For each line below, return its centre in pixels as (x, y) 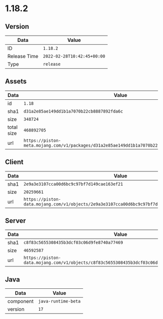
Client (14, 162)
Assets (16, 82)
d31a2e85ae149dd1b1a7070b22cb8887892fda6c (73, 111)
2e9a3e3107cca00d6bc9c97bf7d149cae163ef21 (73, 184)
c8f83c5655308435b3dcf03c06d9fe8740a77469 (73, 243)
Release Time (23, 56)
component (21, 301)
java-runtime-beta (59, 301)
